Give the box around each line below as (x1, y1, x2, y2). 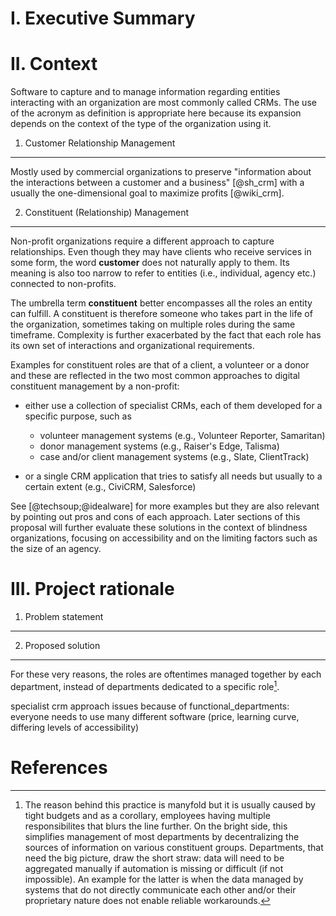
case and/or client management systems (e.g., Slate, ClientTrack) (39, 451, 310, 463)
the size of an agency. (10, 543, 102, 555)
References (10, 756, 108, 779)
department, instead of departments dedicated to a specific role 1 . (10, 679, 280, 692)
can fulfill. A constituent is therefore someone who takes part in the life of (10, 308, 313, 320)
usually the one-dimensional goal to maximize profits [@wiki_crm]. (10, 187, 285, 199)
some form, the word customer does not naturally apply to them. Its (10, 257, 290, 269)
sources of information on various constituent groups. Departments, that (24, 841, 324, 853)
